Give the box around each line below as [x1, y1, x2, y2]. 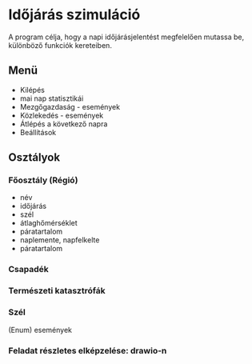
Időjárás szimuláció [8, 6, 141, 24]
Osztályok [8, 150, 61, 165]
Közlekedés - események [19, 110, 104, 120]
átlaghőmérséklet [19, 218, 78, 228]
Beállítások [19, 127, 57, 137]
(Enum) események [8, 325, 73, 334]
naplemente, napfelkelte [19, 235, 100, 245]
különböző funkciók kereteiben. [8, 40, 112, 50]
